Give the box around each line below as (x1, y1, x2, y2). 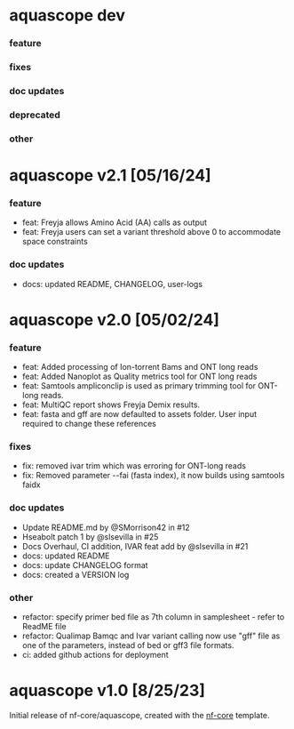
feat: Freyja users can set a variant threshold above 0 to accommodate (21, 227, 282, 237)
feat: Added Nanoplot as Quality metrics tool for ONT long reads (21, 371, 258, 382)
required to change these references (21, 419, 157, 429)
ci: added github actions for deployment (21, 649, 169, 660)
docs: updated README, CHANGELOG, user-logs (21, 278, 203, 289)
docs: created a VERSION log (21, 569, 130, 580)
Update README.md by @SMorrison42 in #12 (21, 522, 191, 533)
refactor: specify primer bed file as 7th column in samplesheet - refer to (21, 611, 285, 622)
